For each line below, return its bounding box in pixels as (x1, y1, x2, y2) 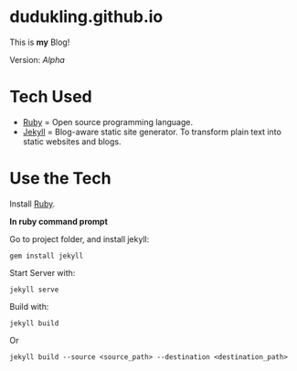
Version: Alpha (9, 54, 66, 65)
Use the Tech (9, 168, 111, 189)
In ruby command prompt (9, 216, 108, 227)
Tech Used (9, 87, 93, 107)
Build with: (9, 301, 49, 312)
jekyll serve (9, 285, 59, 294)
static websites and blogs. (22, 135, 122, 147)
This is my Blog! (9, 37, 70, 48)
